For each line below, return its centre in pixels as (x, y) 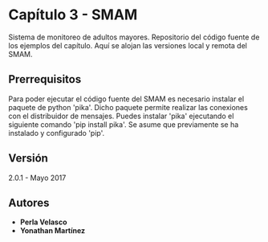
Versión (28, 158)
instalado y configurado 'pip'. (57, 133)
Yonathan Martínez (53, 231)
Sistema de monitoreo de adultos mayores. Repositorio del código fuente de (134, 37)
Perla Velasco (43, 222)
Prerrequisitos (45, 79)
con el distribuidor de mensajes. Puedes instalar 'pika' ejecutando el (121, 116)
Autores (29, 203)
